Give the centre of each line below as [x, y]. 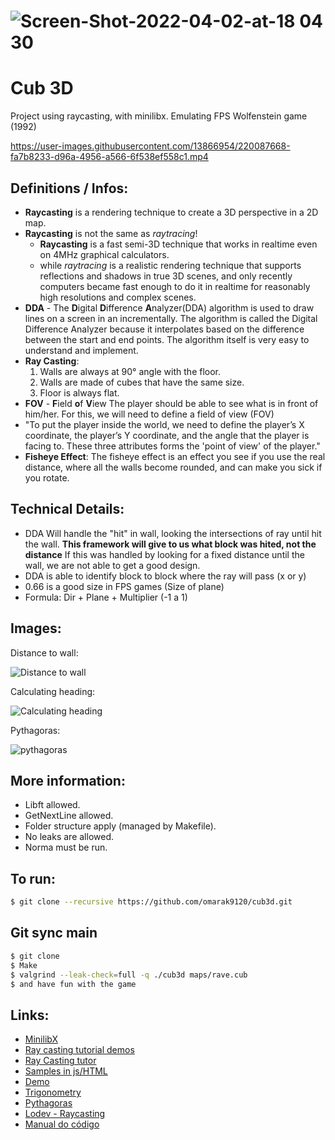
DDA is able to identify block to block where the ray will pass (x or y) [165, 576]
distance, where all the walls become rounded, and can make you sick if [173, 467]
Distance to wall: [44, 652]
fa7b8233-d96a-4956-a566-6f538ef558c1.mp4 [109, 157]
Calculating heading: [53, 691]
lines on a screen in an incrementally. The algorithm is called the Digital [171, 318]
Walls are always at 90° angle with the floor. [130, 371]
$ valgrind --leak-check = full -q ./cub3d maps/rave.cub [129, 975]
